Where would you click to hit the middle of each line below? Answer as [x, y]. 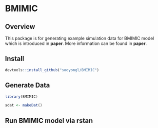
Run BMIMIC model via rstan [49, 120]
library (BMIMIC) [21, 96]
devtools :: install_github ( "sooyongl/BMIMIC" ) [52, 70]
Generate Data [28, 85]
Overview [20, 27]
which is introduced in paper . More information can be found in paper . [76, 43]
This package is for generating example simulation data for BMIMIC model [80, 38]
